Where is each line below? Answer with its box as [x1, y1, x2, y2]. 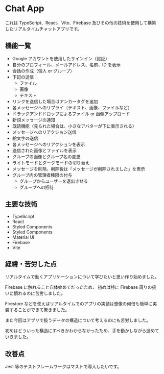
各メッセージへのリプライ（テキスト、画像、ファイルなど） [12, 104, 132, 110]
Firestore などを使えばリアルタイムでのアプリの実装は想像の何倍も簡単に [5, 301, 153, 307]
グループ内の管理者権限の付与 [12, 172, 72, 178]
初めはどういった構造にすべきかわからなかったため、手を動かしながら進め [5, 328, 155, 334]
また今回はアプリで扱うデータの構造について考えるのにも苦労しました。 [5, 317, 151, 324]
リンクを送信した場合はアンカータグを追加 [12, 99, 98, 104]
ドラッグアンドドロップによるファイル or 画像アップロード [12, 111, 131, 117]
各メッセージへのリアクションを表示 [12, 141, 85, 147]
